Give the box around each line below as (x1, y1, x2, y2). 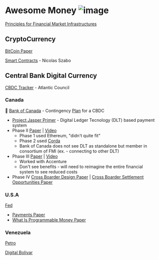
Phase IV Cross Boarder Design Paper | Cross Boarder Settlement (12, 174, 144, 180)
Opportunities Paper (12, 179, 53, 185)
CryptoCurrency (5, 35, 56, 43)
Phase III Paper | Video (12, 153, 58, 159)
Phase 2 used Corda (19, 138, 61, 144)
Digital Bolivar (5, 250, 33, 256)
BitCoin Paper (5, 48, 33, 54)
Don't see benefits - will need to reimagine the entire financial (19, 164, 143, 169)
